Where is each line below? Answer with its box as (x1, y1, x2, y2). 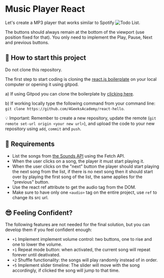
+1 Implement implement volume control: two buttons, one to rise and (12, 236, 152, 242)
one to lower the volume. (12, 241, 63, 248)
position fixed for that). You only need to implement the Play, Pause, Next (5, 34, 153, 40)
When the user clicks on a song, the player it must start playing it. (12, 158, 144, 164)
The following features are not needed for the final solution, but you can (5, 222, 150, 228)
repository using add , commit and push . (5, 126, 82, 132)
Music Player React (5, 3, 85, 15)
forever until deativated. (12, 252, 61, 258)
